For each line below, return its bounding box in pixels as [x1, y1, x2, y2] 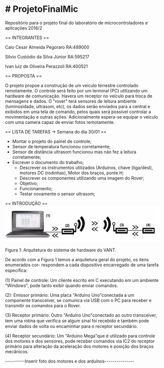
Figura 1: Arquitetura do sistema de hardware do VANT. [5, 247, 116, 253]
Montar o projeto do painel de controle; [12, 138, 92, 144]
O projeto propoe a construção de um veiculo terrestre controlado [5, 82, 138, 88]
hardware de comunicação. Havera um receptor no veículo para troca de [5, 93, 153, 99]
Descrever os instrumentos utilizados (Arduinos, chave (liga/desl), [19, 164, 153, 170]
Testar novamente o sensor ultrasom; [19, 191, 96, 197]
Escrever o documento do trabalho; [12, 159, 84, 165]
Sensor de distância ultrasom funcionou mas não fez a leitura [12, 149, 137, 155]
